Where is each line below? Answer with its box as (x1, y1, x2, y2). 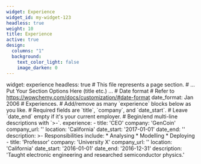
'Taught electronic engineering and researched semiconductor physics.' (6, 151, 185, 159)
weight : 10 (6, 25, 34, 32)
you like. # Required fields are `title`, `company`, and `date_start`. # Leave (6, 106, 188, 114)
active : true (6, 37, 39, 43)
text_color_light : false (17, 59, 79, 65)
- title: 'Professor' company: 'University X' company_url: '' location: (6, 139, 173, 146)
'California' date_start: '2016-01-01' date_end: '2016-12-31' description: (6, 145, 182, 152)
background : (11, 53, 42, 59)
